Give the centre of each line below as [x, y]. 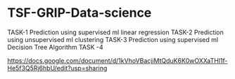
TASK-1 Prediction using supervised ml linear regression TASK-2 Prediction [115, 32]
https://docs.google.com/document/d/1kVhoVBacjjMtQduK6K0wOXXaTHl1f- [118, 60]
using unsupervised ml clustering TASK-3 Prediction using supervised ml [113, 39]
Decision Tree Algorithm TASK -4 [55, 47]
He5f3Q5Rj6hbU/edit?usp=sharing [57, 68]
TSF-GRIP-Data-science [80, 13]
